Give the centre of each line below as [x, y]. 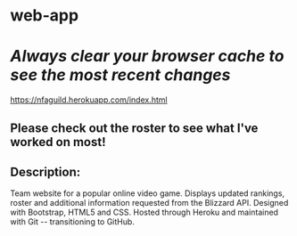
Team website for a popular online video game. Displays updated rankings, [147, 193]
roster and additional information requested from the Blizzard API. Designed [149, 203]
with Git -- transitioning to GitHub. [72, 222]
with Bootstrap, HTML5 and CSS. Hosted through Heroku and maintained [144, 212]
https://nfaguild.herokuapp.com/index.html [89, 100]
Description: [45, 171]
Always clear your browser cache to [147, 57]
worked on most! [58, 142]
